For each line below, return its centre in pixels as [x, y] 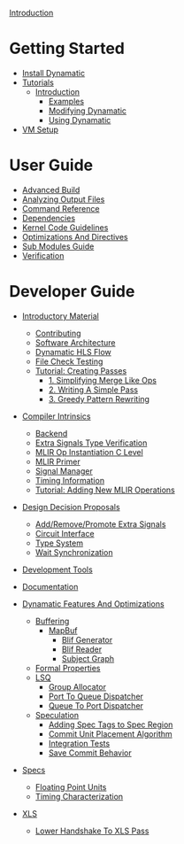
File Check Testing [69, 361]
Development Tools [57, 569]
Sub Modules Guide [58, 246]
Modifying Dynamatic [87, 111]
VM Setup [40, 129]
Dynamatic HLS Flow [73, 352]
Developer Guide [72, 292]
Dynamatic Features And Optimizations [93, 604]
